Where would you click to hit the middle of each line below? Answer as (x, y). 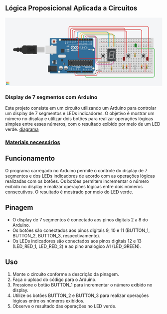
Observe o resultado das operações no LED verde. (64, 306)
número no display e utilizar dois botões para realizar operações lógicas (79, 119)
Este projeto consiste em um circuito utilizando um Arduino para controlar (81, 108)
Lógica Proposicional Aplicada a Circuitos (71, 8)
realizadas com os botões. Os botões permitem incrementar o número (77, 181)
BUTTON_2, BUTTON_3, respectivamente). (56, 235)
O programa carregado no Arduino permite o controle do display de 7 (76, 170)
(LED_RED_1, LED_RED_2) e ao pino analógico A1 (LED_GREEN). (77, 246)
